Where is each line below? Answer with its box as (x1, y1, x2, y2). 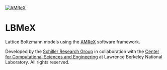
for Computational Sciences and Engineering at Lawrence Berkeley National (5, 53, 162, 59)
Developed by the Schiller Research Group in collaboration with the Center (5, 48, 159, 54)
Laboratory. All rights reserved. (5, 59, 69, 65)
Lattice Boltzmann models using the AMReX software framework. (5, 38, 140, 44)
